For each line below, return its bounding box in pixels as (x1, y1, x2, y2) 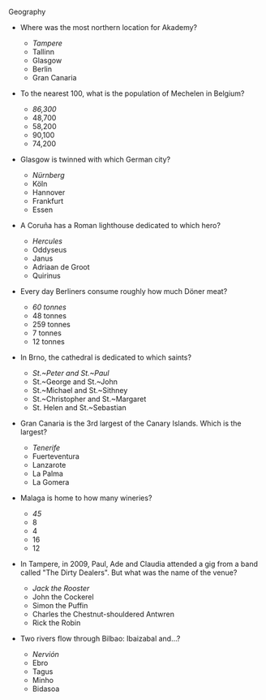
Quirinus (32, 271, 61, 280)
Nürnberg (32, 171, 65, 179)
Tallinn (32, 47, 55, 56)
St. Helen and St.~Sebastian (32, 403, 127, 413)
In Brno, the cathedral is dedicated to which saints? (19, 352, 192, 362)
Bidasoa (32, 684, 60, 694)
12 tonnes (32, 337, 65, 346)
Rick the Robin (32, 618, 81, 628)
